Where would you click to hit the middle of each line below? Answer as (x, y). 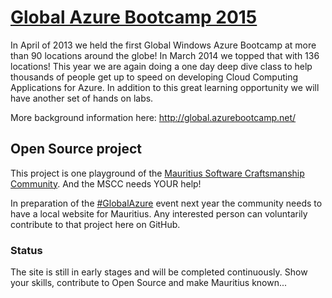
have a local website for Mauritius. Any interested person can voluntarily (159, 213)
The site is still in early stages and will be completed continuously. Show (159, 272)
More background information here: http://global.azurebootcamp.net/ (153, 117)
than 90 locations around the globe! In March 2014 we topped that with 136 (165, 55)
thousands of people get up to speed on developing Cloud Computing (154, 77)
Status (26, 250)
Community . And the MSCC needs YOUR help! (106, 183)
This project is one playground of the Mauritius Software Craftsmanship (157, 173)
